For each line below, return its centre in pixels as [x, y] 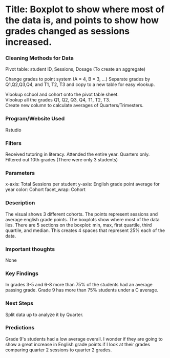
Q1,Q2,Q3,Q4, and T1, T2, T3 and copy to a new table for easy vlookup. [80, 85]
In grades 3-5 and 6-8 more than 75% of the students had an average [79, 285]
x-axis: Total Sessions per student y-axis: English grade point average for [83, 184]
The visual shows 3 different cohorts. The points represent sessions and [82, 214]
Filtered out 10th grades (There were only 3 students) [61, 160]
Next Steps [19, 303]
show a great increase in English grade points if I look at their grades [78, 344]
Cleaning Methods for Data [40, 58]
